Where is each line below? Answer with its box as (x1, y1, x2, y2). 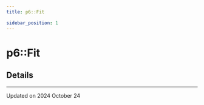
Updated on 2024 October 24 (6, 92, 81, 99)
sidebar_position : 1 (6, 19, 59, 26)
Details (6, 70, 33, 81)
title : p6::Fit (6, 8, 45, 15)
